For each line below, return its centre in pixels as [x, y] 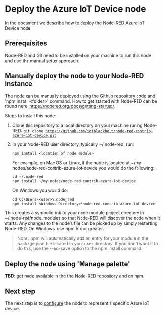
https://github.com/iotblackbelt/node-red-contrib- [99, 131]
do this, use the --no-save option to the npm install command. [80, 248]
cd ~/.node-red [28, 177]
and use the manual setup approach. [42, 61]
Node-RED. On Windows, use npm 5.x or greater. [55, 228]
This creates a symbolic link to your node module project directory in [75, 212]
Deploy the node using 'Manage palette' [68, 264]
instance [19, 84]
